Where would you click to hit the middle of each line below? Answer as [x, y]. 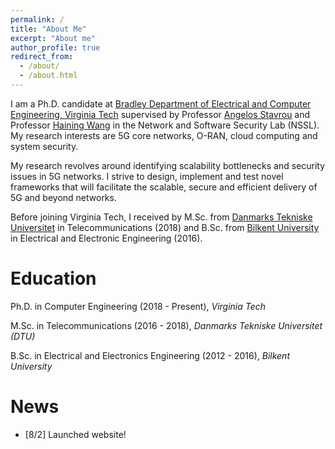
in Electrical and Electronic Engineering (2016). [106, 238]
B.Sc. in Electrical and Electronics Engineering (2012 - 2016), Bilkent [150, 355]
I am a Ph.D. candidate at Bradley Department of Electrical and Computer [161, 103]
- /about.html [48, 76]
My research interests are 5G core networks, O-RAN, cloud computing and [164, 135]
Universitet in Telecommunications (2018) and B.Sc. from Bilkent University [165, 227]
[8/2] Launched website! [75, 434]
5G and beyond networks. [63, 197]
